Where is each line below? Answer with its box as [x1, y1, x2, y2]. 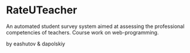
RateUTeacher [6, 3, 77, 17]
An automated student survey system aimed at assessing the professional [6, 23, 185, 30]
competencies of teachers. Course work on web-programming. [6, 29, 160, 36]
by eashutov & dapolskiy [6, 40, 66, 47]
